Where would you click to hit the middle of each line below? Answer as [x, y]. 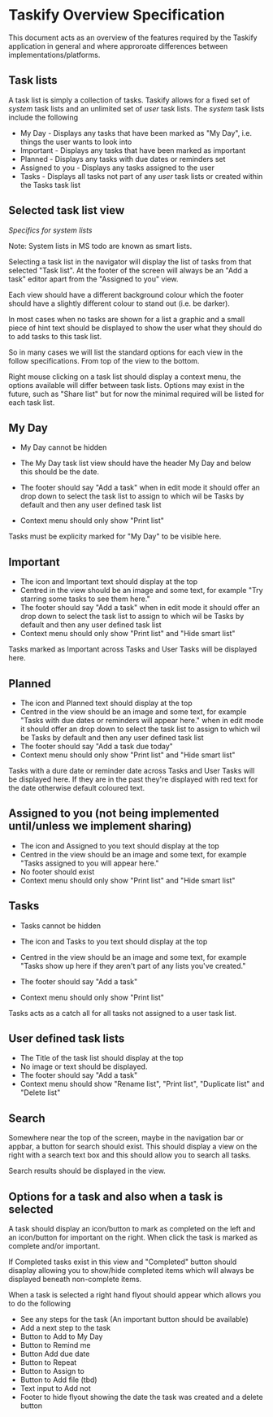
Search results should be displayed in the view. [87, 1171]
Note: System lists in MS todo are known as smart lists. [100, 246]
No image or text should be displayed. [84, 1066]
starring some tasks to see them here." [85, 599]
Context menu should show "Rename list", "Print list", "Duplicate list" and [142, 1084]
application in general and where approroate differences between [118, 46]
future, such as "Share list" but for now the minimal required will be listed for [136, 394]
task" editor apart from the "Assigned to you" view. [93, 279]
